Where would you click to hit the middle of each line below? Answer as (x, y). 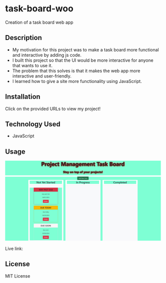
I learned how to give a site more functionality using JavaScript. (77, 81)
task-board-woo (39, 9)
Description (23, 38)
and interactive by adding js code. (47, 55)
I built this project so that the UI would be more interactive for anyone (83, 60)
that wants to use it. (32, 65)
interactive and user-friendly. (42, 76)
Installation (23, 97)
